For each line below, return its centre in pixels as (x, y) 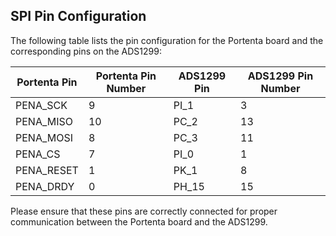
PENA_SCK (41, 105)
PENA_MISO (44, 121)
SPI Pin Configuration (78, 16)
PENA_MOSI (44, 137)
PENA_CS (38, 154)
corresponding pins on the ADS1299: (86, 51)
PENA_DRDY (45, 186)
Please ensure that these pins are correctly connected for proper (144, 211)
